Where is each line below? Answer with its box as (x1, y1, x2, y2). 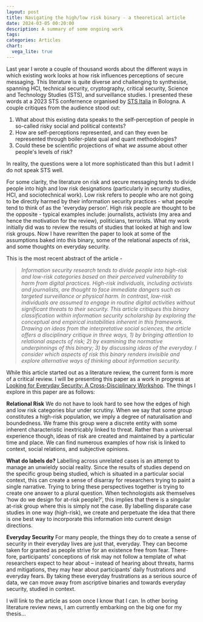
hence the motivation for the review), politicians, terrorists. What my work (6, 217, 190, 224)
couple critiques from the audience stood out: (6, 104, 121, 111)
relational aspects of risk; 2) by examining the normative (21, 337, 163, 344)
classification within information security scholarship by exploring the (21, 312, 196, 319)
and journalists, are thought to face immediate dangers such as (21, 285, 181, 293)
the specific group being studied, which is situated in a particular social (6, 470, 184, 477)
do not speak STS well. (6, 166, 64, 173)
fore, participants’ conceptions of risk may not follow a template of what (6, 553, 186, 560)
